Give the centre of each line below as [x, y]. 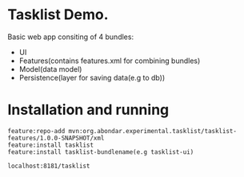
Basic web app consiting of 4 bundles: [70, 37]
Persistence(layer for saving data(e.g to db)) [92, 77]
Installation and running [88, 110]
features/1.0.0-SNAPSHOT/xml [56, 138]
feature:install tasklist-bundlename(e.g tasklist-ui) [101, 152]
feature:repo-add [36, 131]
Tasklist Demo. [58, 15]
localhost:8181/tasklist [49, 166]
